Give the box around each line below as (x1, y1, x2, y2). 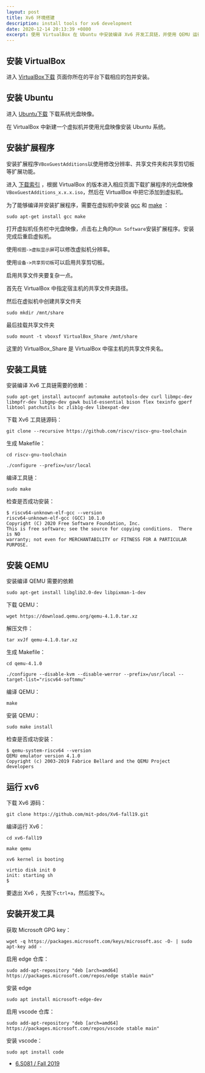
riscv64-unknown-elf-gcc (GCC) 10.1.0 (6, 515, 105, 522)
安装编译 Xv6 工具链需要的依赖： (6, 382, 89, 389)
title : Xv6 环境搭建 (6, 15, 55, 21)
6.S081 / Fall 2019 (15, 1060, 60, 1067)
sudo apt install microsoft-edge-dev (6, 996, 103, 1002)
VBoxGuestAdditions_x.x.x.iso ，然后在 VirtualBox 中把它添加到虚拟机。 (6, 188, 187, 195)
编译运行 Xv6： (6, 823, 45, 830)
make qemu (6, 846, 32, 852)
